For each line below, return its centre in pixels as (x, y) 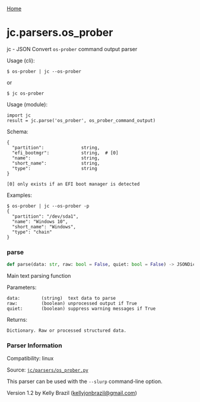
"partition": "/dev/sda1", (45, 216)
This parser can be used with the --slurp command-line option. (85, 381)
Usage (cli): (21, 60)
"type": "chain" (32, 232)
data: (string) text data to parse (61, 299)
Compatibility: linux (30, 359)
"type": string (55, 168)
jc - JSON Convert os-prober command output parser (72, 49)
